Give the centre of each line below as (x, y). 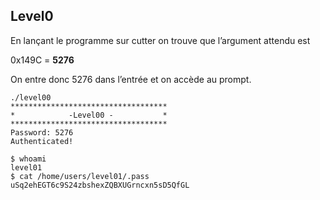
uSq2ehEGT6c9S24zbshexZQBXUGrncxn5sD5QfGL (100, 185)
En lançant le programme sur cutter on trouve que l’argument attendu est (160, 40)
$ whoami (28, 159)
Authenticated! (42, 141)
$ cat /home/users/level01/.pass (80, 176)
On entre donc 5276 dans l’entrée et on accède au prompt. (131, 79)
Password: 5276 (42, 132)
